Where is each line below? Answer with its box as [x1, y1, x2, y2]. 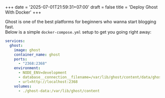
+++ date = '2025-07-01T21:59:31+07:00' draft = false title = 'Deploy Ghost [5, 4, 158, 10]
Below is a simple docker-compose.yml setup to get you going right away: [5, 29, 152, 35]
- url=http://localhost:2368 [18, 79, 78, 84]
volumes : [14, 84, 32, 89]
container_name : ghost [14, 52, 60, 57]
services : [5, 39, 26, 43]
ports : [14, 57, 27, 61]
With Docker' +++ [5, 9, 42, 15]
